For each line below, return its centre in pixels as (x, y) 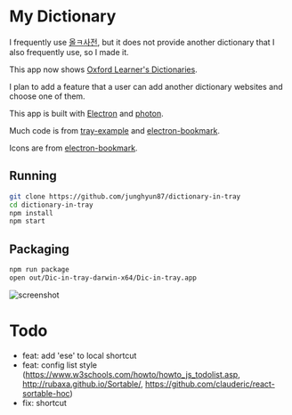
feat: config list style (60, 365)
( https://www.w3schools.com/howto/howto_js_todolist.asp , (131, 374)
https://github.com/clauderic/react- (211, 384)
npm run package (39, 270)
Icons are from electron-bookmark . (73, 148)
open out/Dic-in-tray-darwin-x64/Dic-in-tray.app (103, 278)
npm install (31, 213)
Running (33, 176)
